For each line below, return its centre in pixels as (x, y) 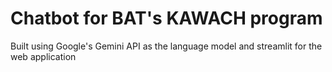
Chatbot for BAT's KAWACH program (166, 18)
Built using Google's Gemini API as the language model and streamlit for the (166, 46)
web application (43, 56)
